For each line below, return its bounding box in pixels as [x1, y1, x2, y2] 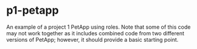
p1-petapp [6, 4, 59, 17]
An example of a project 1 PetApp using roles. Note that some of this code [6, 23, 191, 30]
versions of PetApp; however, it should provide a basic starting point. [6, 36, 179, 43]
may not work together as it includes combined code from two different [6, 29, 185, 36]
